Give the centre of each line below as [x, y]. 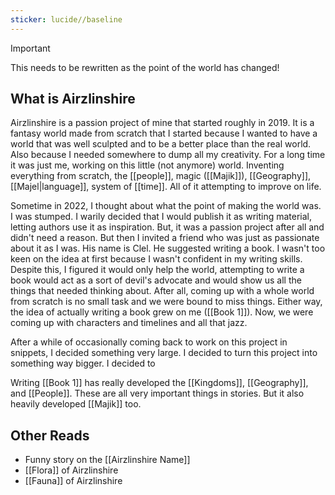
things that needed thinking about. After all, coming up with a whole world [162, 291]
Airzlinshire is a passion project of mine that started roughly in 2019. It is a [162, 123]
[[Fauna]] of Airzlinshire [73, 481]
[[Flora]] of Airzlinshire [71, 470]
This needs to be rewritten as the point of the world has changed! [145, 67]
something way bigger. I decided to [83, 363]
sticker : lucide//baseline [66, 19]
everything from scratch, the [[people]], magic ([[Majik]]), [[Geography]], [161, 176]
